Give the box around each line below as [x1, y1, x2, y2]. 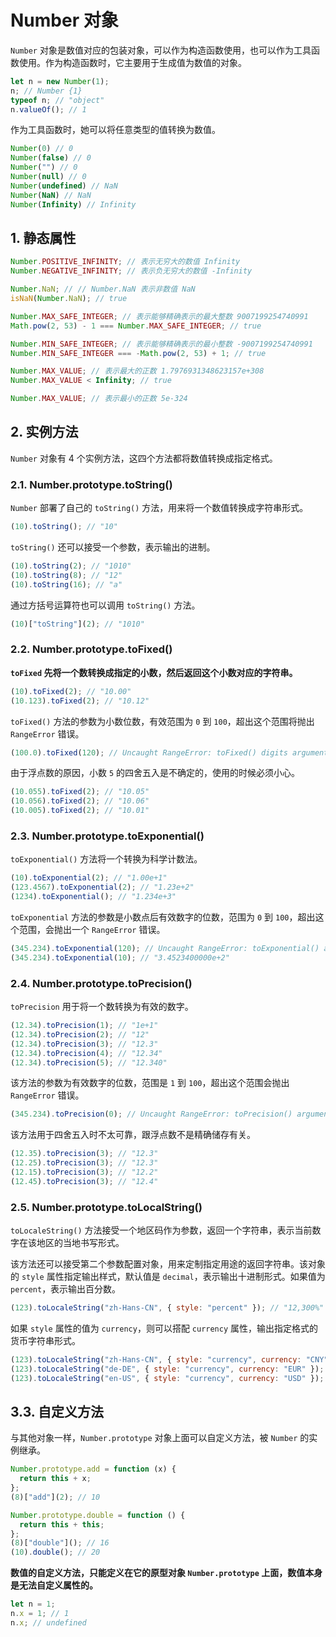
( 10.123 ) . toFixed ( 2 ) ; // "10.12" [10, 696, 150, 706]
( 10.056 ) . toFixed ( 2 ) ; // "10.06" [10, 796, 150, 806]
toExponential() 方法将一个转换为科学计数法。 [10, 853, 203, 865]
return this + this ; [19, 1519, 105, 1530]
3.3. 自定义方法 [10, 1403, 105, 1420]
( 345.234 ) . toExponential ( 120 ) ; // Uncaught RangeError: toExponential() [10, 943, 320, 953]
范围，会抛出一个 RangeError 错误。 [18, 923, 166, 935]
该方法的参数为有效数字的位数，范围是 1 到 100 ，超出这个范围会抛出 [10, 1077, 290, 1089]
